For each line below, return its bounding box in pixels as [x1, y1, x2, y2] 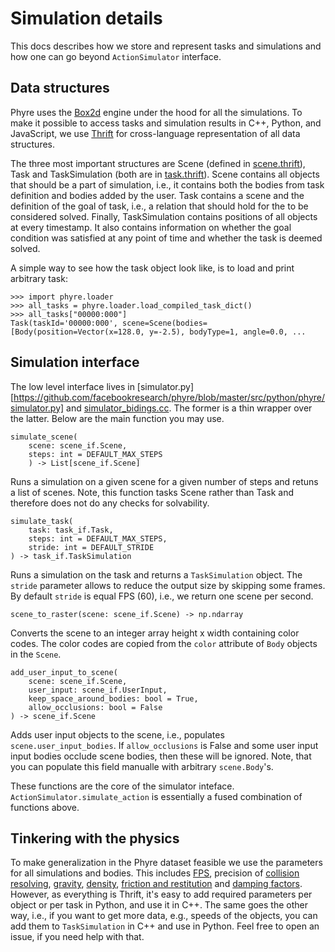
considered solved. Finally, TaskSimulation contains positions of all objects [10, 210, 318, 222]
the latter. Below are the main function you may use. [10, 412, 225, 424]
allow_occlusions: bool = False [28, 702, 163, 712]
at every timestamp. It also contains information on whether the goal [10, 221, 292, 233]
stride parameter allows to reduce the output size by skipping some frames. [10, 579, 326, 591]
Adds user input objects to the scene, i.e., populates [10, 728, 225, 741]
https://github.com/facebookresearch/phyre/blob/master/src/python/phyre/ [13, 391, 326, 403]
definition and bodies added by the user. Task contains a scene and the [10, 189, 305, 201]
